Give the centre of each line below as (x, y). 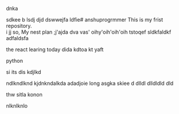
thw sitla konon (24, 95)
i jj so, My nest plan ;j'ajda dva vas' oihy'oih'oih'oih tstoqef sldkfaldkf (89, 32)
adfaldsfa (17, 38)
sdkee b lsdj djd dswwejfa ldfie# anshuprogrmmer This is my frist (85, 19)
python (15, 61)
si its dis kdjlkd (24, 72)
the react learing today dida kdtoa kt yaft (55, 49)
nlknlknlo (17, 106)
